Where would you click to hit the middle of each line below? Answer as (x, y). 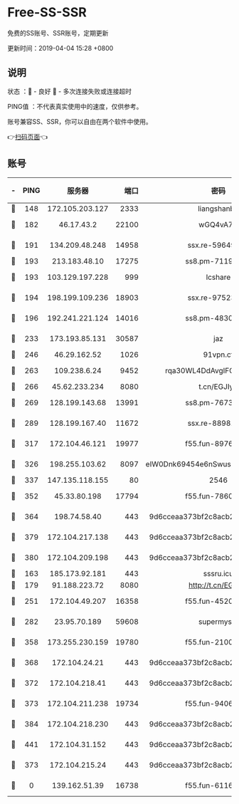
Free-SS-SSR (47, 12)
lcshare (218, 277)
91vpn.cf (218, 355)
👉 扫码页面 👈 (28, 137)
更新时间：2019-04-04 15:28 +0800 (60, 48)
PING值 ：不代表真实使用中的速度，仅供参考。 (75, 106)
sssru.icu (218, 573)
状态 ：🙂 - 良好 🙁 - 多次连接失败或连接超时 (69, 91)
